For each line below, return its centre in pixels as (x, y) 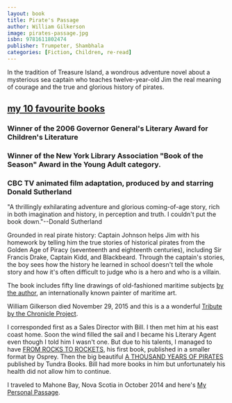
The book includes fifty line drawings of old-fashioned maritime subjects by (116, 286)
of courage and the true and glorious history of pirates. (86, 87)
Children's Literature (43, 138)
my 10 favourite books (56, 109)
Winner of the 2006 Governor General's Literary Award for (108, 129)
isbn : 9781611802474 (37, 40)
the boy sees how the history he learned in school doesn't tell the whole (110, 265)
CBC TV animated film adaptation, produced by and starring (110, 183)
